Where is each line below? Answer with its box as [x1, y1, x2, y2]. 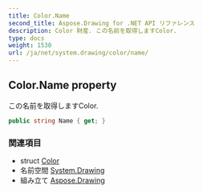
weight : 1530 [8, 42, 52, 50]
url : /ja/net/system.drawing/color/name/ [8, 49, 149, 57]
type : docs [8, 34, 45, 42]
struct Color [19, 155, 60, 165]
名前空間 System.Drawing [19, 165, 105, 175]
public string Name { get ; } [8, 117, 106, 125]
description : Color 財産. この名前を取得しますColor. [8, 26, 177, 34]
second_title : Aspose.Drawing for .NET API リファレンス [8, 19, 195, 27]
